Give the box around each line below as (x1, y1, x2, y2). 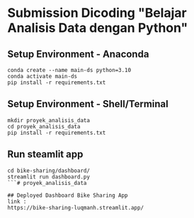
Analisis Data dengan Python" (7, 20, 188, 36)
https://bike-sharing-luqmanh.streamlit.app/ (7, 204, 144, 211)
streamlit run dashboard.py (7, 173, 91, 181)
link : (7, 198, 27, 205)
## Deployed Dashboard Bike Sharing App (7, 192, 129, 199)
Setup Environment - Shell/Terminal (7, 98, 169, 110)
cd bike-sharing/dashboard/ (7, 167, 91, 174)
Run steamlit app (7, 148, 84, 160)
